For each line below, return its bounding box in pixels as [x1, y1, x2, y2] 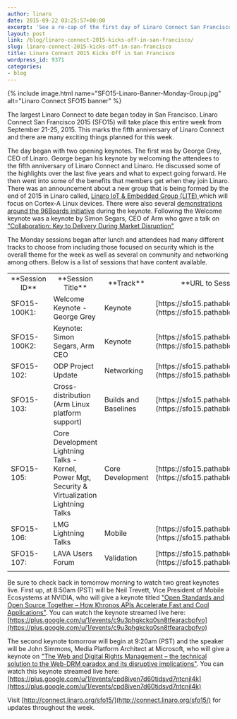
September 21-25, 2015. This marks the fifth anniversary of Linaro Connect [7, 125, 224, 134]
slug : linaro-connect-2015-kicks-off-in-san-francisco [7, 43, 172, 50]
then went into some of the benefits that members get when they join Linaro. [7, 176, 230, 185]
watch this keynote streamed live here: [7, 667, 120, 675]
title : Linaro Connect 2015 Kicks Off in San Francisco [7, 50, 175, 57]
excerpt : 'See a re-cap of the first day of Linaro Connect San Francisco [7, 23, 232, 30]
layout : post [7, 30, 46, 37]
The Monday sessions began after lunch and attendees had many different [7, 235, 224, 244]
